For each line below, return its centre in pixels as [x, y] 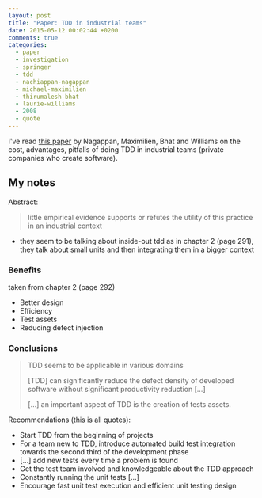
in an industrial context [65, 226]
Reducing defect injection [61, 327]
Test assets [38, 319]
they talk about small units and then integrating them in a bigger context [137, 249]
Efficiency [36, 310]
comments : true [33, 38]
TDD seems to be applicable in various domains [105, 366]
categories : [28, 45]
